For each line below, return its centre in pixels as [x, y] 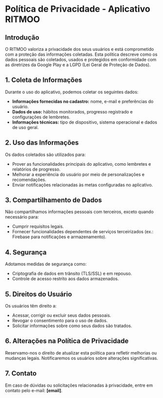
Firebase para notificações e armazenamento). [59, 237]
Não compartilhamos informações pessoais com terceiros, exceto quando [79, 212]
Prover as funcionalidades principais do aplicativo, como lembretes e [81, 164]
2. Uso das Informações [42, 143]
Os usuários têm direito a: [31, 306]
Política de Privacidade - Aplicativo [78, 9]
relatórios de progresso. [36, 169]
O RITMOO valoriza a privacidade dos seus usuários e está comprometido [80, 49]
